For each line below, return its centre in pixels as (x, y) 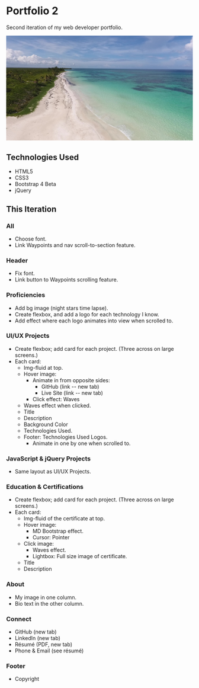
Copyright (27, 679)
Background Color (46, 424)
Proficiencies (26, 295)
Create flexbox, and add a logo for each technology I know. (87, 314)
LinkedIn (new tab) (38, 638)
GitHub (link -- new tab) (70, 386)
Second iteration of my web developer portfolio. (65, 27)
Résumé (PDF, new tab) (44, 645)
